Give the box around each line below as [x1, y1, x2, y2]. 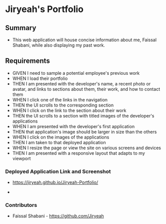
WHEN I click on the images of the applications [12, 134, 109, 140]
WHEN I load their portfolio [12, 75, 68, 81]
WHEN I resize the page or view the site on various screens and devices [12, 145, 161, 151]
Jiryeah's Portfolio [5, 4, 84, 15]
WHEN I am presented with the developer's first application [12, 123, 135, 129]
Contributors [5, 202, 37, 209]
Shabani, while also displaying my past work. [12, 42, 105, 48]
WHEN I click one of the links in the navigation [12, 96, 108, 102]
